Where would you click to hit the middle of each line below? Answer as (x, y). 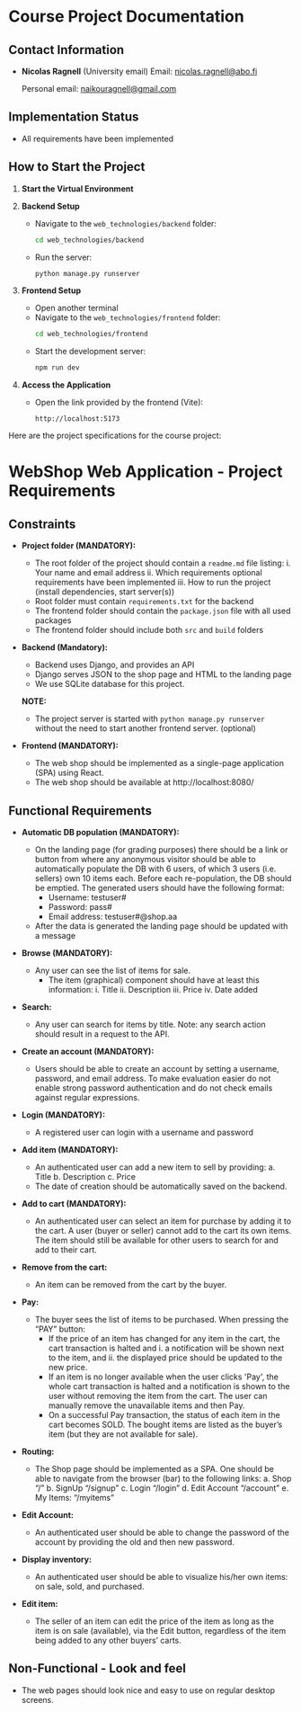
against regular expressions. (87, 1097)
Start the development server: (90, 352)
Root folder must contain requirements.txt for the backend (144, 602)
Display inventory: (56, 1559)
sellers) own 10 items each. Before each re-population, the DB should (163, 878)
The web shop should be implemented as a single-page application (159, 763)
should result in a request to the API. (102, 1034)
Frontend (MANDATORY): (70, 746)
